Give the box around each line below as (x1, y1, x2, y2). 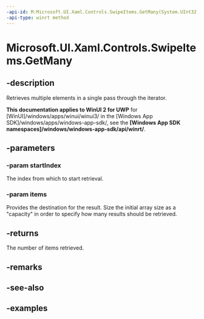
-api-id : (6, 9, 29, 15)
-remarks (6, 262, 42, 272)
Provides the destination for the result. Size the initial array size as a (6, 204, 176, 211)
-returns (6, 228, 39, 238)
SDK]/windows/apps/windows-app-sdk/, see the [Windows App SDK (6, 119, 181, 126)
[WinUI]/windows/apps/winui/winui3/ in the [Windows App (6, 112, 153, 119)
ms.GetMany (6, 54, 73, 68)
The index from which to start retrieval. (6, 175, 104, 183)
